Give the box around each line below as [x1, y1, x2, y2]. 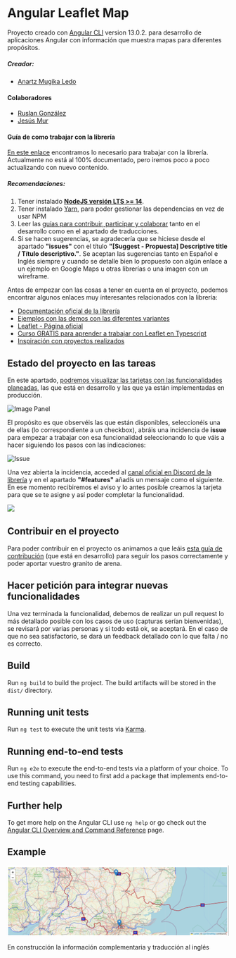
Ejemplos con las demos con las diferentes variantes [17, 314, 170, 323]
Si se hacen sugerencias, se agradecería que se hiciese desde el [17, 235, 206, 243]
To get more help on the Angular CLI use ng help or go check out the [7, 818, 206, 826]
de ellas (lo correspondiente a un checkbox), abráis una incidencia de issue [7, 426, 227, 434]
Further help [7, 799, 63, 811]
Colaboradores [7, 93, 52, 102]
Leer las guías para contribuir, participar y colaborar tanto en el [17, 220, 200, 228]
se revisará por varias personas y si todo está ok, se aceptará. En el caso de [7, 624, 228, 632]
